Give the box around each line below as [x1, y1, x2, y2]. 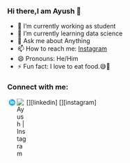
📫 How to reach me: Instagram [17, 44, 108, 53]
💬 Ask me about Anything [17, 37, 90, 45]
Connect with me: [7, 83, 69, 92]
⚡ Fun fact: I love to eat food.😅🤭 [17, 62, 111, 71]
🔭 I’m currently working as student [17, 22, 116, 31]
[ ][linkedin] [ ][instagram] [26, 98, 97, 106]
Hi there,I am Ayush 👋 [7, 6, 81, 16]
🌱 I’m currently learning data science [17, 29, 123, 37]
